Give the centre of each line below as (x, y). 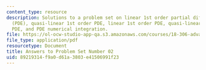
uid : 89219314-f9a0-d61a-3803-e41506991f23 (63, 57)
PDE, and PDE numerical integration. (60, 29)
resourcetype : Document (37, 46)
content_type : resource (37, 12)
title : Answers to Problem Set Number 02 (60, 52)
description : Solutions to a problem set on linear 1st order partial (98, 18)
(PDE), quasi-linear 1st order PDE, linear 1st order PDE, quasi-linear (107, 23)
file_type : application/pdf (42, 40)
